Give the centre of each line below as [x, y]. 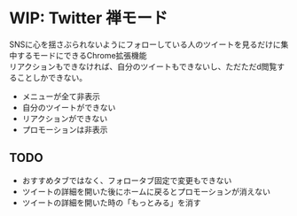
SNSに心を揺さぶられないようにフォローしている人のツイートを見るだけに [145, 44]
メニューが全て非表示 [61, 96]
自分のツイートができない [69, 107]
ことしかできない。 [51, 77]
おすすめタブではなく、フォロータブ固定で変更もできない [127, 180]
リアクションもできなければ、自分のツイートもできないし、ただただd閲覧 [143, 66]
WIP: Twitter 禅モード [89, 18]
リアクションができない [65, 118]
